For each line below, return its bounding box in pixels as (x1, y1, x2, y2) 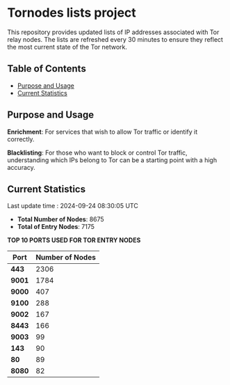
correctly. (7, 134, 35, 143)
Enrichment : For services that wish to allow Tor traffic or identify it (7, 127, 198, 136)
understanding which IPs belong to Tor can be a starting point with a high (7, 155, 217, 164)
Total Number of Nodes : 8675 (17, 215, 104, 223)
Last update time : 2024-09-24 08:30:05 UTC (7, 202, 139, 210)
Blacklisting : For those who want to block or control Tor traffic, (7, 148, 188, 157)
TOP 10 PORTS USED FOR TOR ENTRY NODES (7, 236, 141, 244)
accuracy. (7, 163, 36, 171)
